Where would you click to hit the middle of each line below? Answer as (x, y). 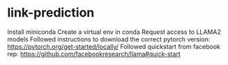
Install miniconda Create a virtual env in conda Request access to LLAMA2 (114, 32)
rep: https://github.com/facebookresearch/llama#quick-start (94, 54)
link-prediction (51, 13)
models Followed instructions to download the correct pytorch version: (109, 39)
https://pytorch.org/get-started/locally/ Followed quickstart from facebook (114, 46)
